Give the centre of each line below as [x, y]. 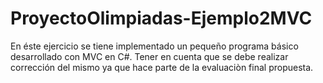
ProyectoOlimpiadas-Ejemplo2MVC [161, 18]
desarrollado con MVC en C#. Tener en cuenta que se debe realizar [149, 56]
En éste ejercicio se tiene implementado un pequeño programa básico [154, 46]
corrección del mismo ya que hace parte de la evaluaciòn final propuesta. [162, 67]
